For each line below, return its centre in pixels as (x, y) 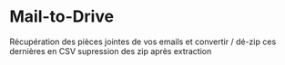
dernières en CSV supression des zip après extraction (111, 51)
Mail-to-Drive (62, 17)
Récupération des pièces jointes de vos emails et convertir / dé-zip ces (143, 42)
